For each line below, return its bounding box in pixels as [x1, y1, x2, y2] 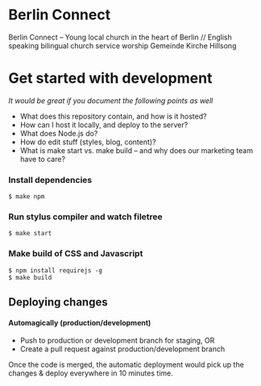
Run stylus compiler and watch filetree [8, 211, 163, 222]
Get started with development [8, 69, 213, 88]
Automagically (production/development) [8, 318, 151, 327]
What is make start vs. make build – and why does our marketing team [19, 145, 254, 155]
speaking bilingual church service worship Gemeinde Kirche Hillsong [8, 40, 237, 50]
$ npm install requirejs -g [8, 266, 103, 275]
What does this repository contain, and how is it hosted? [19, 111, 207, 121]
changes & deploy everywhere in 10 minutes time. [8, 368, 173, 378]
